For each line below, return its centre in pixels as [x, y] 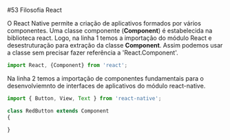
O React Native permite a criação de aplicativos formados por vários [104, 23]
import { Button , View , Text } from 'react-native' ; [84, 98]
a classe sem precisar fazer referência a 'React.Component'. [93, 52]
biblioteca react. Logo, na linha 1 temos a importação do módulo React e [109, 38]
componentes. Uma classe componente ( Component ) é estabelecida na [110, 31]
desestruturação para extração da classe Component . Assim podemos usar [115, 45]
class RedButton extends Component [58, 111]
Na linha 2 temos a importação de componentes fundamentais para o [106, 78]
